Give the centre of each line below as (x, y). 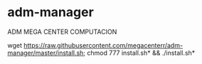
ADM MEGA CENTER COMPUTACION (62, 32)
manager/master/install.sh (46, 53)
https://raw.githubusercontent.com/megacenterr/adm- (103, 45)
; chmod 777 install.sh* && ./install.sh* (139, 53)
